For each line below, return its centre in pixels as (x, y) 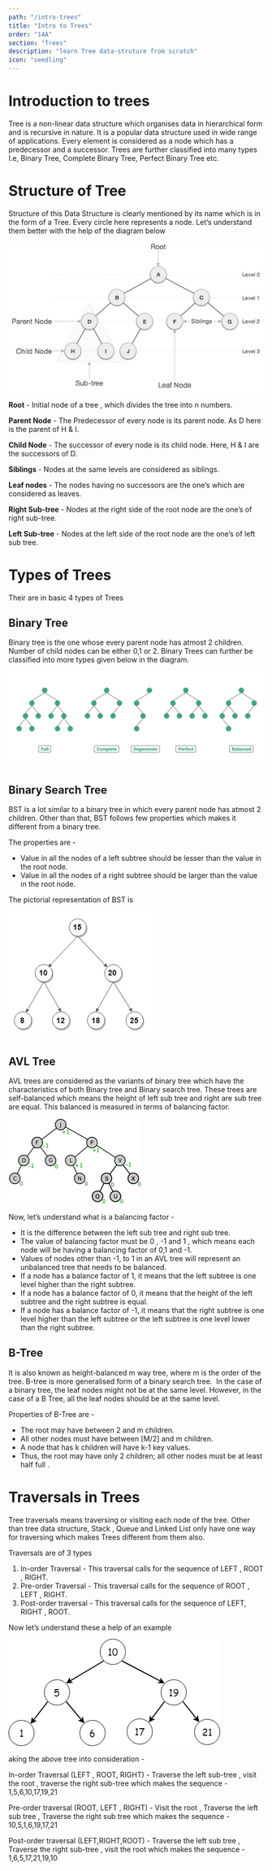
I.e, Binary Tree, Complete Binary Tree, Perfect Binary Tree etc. (114, 158)
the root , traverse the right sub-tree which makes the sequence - (118, 1783)
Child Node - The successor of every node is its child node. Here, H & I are (134, 445)
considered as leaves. (45, 493)
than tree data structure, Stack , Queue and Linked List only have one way (132, 1528)
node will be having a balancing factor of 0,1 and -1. (106, 1250)
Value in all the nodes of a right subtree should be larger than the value (139, 875)
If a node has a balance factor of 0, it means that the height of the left (136, 1293)
